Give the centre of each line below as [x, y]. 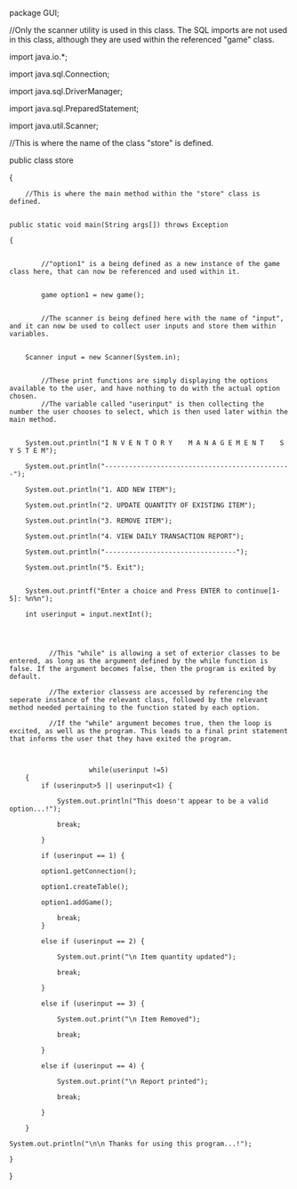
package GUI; [34, 13]
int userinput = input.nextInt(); [89, 614]
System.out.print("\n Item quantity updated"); [147, 957]
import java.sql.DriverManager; [66, 91]
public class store [41, 160]
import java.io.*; [39, 57]
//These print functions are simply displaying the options [155, 381]
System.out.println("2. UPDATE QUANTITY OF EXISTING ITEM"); [140, 506]
